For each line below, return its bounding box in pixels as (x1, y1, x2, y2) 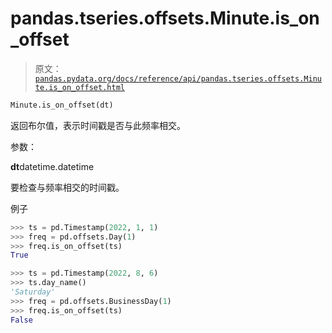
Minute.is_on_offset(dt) (10, 100, 114, 110)
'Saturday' (10, 287, 56, 297)
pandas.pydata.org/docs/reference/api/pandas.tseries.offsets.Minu (34, 73, 322, 84)
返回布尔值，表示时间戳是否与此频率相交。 (10, 119, 186, 131)
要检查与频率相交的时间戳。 (10, 181, 125, 193)
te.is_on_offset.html (34, 82, 125, 92)
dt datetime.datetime (10, 160, 95, 172)
